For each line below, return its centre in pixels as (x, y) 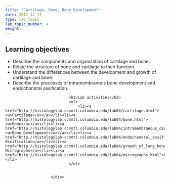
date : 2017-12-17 (24, 15)
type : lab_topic (22, 19)
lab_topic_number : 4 (27, 24)
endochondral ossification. (40, 88)
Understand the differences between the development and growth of (84, 72)
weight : (13, 29)
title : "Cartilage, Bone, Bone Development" (53, 10)
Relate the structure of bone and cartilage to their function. (74, 67)
